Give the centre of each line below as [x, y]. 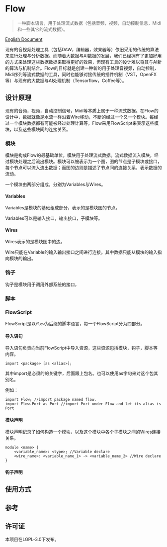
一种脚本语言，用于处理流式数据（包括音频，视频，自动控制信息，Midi [89, 23]
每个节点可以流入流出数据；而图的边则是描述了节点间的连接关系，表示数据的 [83, 168]
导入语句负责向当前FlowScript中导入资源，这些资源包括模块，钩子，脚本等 [82, 348]
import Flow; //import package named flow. [51, 400]
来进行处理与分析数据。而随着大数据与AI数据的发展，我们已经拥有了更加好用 [83, 56]
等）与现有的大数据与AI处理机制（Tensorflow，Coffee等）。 [66, 81]
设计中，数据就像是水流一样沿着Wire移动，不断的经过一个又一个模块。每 [80, 117]
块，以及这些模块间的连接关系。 [38, 129]
